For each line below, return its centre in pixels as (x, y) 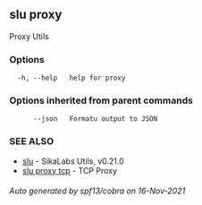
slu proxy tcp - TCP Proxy (70, 170)
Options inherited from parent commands (101, 100)
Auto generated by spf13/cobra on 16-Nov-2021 (97, 191)
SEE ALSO (32, 141)
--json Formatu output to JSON (95, 119)
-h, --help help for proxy (72, 78)
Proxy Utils (29, 36)
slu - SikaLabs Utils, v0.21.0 (73, 161)
